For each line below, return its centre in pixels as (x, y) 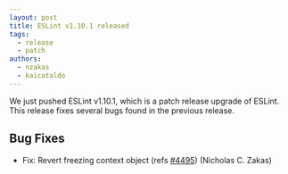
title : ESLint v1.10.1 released (69, 26)
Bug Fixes (37, 139)
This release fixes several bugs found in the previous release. (122, 110)
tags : (19, 34)
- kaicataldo (41, 76)
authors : (25, 59)
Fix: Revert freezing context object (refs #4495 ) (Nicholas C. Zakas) (147, 160)
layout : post (33, 17)
